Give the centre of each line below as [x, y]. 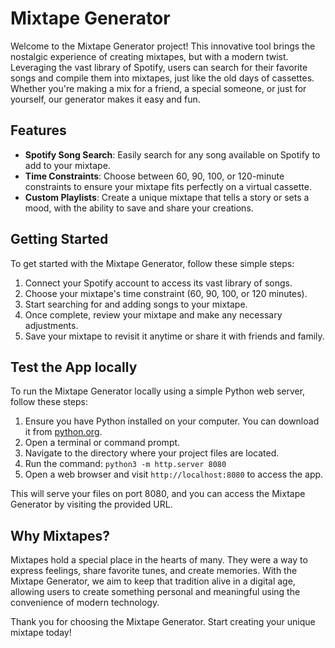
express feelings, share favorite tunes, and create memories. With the [154, 571]
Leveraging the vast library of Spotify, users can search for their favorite [159, 67]
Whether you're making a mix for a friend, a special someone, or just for [158, 88]
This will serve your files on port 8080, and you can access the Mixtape [158, 494]
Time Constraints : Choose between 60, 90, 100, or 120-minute [154, 176]
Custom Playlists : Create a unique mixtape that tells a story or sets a [167, 197]
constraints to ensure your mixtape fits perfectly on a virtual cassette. [168, 186]
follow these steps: [49, 402]
